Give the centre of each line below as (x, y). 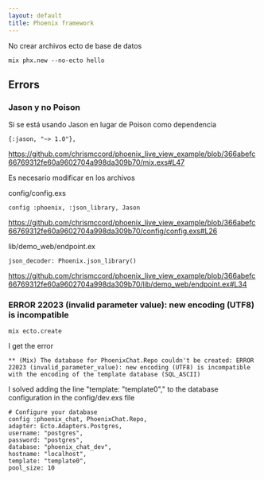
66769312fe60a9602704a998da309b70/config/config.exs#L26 (113, 231)
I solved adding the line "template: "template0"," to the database (113, 389)
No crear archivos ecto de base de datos (75, 45)
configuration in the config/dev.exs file (72, 398)
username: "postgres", (46, 433)
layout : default (35, 16)
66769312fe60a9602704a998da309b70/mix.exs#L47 (97, 162)
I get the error (31, 346)
